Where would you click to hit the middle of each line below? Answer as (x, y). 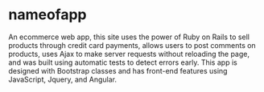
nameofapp (47, 15)
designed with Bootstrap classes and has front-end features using (118, 70)
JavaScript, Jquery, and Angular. (63, 79)
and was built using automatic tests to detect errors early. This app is (123, 62)
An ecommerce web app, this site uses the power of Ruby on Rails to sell (129, 37)
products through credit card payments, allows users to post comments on (132, 45)
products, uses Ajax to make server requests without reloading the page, (129, 54)
